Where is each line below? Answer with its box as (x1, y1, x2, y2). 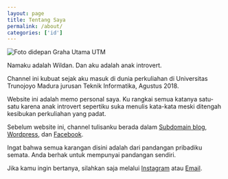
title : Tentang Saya (7, 16, 67, 23)
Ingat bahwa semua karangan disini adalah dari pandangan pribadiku (7, 143, 203, 152)
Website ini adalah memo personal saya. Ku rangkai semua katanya (7, 95, 198, 104)
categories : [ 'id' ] (7, 29, 63, 36)
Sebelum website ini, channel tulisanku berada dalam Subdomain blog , (7, 123, 207, 131)
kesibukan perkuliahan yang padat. (7, 110, 106, 118)
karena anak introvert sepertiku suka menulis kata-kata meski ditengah (21, 102, 222, 110)
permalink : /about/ (7, 23, 63, 29)
